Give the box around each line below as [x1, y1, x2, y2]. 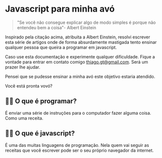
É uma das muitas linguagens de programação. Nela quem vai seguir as [5, 142, 149, 148]
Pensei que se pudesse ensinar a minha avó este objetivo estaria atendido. [5, 73, 155, 79]
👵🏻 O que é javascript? [5, 129, 75, 138]
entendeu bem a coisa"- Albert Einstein [17, 24, 97, 30]
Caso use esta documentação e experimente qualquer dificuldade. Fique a [5, 53, 155, 59]
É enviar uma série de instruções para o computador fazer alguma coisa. [5, 110, 151, 116]
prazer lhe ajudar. [5, 64, 40, 70]
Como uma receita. [5, 115, 43, 121]
